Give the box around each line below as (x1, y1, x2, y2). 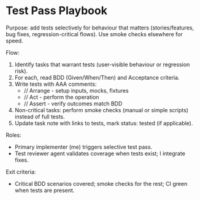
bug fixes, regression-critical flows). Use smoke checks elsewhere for (6, 30, 183, 37)
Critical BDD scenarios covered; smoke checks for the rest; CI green (14, 180, 188, 187)
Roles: (6, 131, 22, 139)
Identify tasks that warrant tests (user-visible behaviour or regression (14, 61, 190, 68)
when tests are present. (14, 187, 75, 194)
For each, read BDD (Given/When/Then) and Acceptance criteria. (14, 74, 180, 81)
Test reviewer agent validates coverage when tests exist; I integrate (14, 150, 185, 157)
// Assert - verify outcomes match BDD (23, 99, 123, 107)
